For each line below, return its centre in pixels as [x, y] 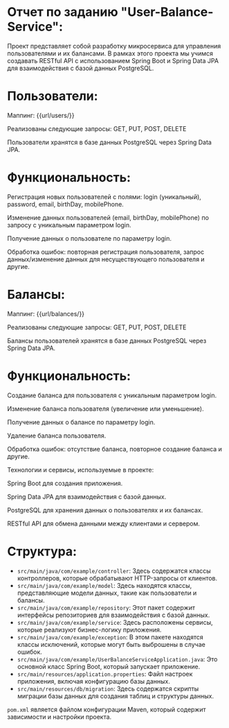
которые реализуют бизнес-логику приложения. [89, 630]
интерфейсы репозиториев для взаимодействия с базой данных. [113, 615]
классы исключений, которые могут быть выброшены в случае [111, 644]
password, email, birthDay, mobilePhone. [66, 204]
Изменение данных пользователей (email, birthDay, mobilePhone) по [108, 217]
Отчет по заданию [63, 12]
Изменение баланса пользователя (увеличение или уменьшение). [106, 408]
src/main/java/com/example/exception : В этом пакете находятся [110, 637]
